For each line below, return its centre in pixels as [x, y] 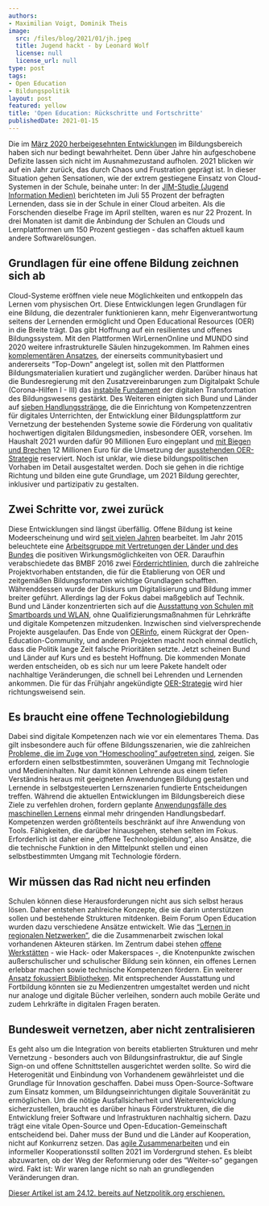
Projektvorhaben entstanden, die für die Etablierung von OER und [117, 572]
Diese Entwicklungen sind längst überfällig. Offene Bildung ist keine [120, 528]
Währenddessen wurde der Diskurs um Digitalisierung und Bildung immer [130, 589]
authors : [23, 16]
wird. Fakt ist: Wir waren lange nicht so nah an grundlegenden [112, 1168]
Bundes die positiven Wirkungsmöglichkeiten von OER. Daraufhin [117, 554]
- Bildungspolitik [39, 91]
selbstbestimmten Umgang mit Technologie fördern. [95, 857]
